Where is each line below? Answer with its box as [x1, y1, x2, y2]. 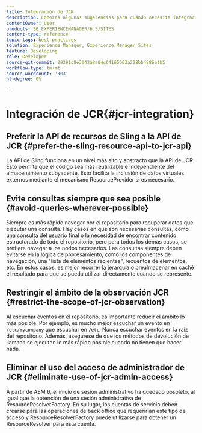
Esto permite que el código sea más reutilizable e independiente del [6, 163, 174, 171]
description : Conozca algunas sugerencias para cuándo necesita [6, 14, 171, 21]
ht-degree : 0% [6, 76, 42, 82]
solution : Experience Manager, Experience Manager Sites [6, 43, 152, 49]
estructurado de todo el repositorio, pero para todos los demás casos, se [6, 238, 188, 245]
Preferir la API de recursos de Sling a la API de [6, 131, 182, 142]
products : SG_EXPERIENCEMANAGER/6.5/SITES [6, 25, 114, 32]
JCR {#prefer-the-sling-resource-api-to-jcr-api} [6, 141, 192, 151]
